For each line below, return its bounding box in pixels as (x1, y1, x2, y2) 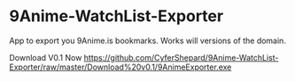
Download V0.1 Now (9, 52, 82, 63)
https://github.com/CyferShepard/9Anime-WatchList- (83, 52, 279, 63)
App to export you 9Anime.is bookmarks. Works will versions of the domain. (9, 35, 286, 46)
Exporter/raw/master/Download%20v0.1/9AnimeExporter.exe (9, 62, 232, 72)
